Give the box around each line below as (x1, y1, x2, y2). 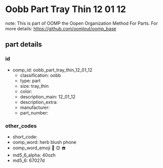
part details (5, 40, 42, 49)
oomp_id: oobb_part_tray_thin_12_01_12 (12, 67, 92, 73)
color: (20, 88, 33, 94)
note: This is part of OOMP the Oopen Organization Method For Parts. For (5, 20, 158, 26)
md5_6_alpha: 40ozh (12, 152, 56, 158)
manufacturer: (20, 104, 50, 110)
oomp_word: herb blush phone (12, 139, 77, 145)
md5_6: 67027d (12, 157, 45, 163)
